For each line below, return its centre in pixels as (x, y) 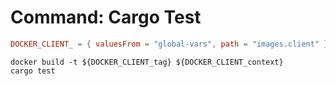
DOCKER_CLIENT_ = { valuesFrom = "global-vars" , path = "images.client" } (169, 44)
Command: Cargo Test (106, 17)
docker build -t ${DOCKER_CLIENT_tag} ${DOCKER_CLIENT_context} (147, 62)
